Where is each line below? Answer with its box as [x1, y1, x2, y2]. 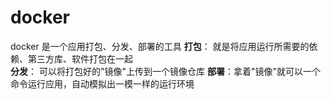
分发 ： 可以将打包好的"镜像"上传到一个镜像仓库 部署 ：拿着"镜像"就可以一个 [10, 65, 321, 77]
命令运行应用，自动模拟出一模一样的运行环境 [10, 77, 195, 90]
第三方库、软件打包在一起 [27, 52, 133, 65]
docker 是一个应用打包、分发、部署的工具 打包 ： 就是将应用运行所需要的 [10, 40, 310, 52]
